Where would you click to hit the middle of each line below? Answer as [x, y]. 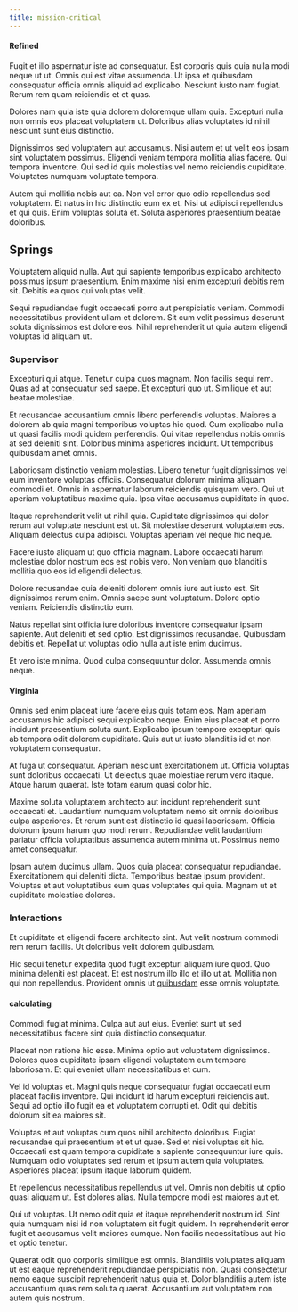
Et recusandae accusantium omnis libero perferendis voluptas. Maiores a [143, 415]
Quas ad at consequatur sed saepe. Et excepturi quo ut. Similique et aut [141, 388]
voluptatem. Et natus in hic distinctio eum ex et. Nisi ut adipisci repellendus [146, 202]
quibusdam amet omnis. [53, 452]
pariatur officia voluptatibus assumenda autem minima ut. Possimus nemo [145, 840]
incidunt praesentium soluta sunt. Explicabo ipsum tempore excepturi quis [145, 730]
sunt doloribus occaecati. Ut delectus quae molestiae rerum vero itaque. [141, 775]
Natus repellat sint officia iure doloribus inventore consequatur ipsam [136, 624]
